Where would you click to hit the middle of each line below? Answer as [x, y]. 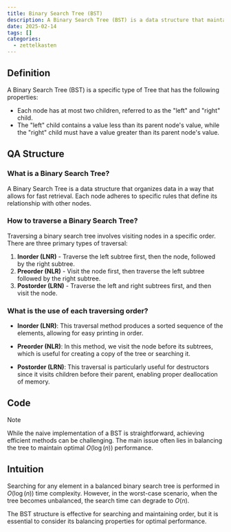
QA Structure [36, 154]
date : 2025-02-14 [32, 26]
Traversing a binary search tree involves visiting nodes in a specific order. [112, 236]
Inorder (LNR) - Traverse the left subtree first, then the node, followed [116, 256]
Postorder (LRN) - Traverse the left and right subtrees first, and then [114, 285]
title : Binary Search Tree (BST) [55, 13]
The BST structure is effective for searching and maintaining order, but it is [113, 513]
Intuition [25, 469]
